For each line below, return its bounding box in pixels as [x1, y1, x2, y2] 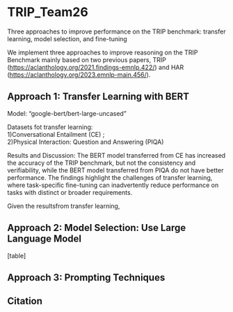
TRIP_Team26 [7, 4, 88, 20]
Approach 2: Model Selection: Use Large [7, 222, 186, 234]
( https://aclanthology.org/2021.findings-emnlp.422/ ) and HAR [7, 63, 184, 71]
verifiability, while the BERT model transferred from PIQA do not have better [7, 165, 224, 174]
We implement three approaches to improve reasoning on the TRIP [7, 48, 198, 57]
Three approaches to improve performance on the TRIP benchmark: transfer [7, 27, 226, 36]
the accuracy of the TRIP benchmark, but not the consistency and [7, 158, 196, 167]
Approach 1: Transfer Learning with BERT [7, 91, 190, 103]
